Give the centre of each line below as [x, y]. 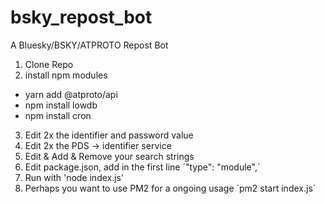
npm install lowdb [61, 105]
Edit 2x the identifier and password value [109, 135]
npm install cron [58, 115]
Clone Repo [49, 64]
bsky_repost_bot [81, 17]
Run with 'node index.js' [74, 177]
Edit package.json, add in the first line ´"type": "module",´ [142, 167]
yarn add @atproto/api [71, 94]
